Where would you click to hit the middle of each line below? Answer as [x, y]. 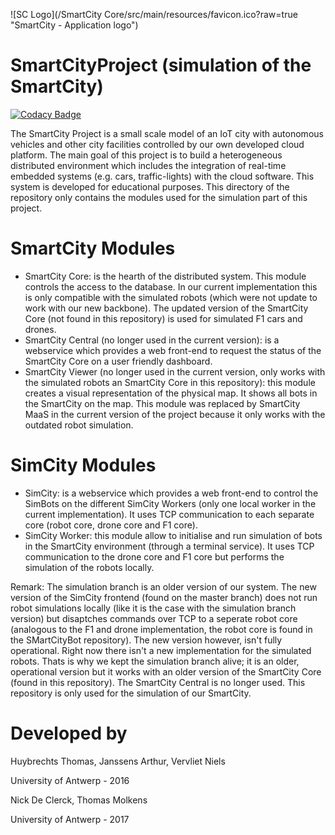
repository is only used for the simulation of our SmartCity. [131, 693]
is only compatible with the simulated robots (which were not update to [171, 297]
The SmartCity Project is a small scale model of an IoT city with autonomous [167, 133]
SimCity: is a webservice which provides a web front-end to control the [171, 493]
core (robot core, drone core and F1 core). [111, 525]
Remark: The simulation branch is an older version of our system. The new [163, 586]
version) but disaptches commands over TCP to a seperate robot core [154, 618]
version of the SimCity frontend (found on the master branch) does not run [164, 597]
